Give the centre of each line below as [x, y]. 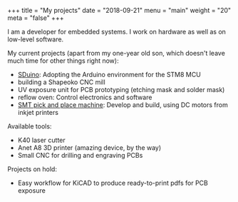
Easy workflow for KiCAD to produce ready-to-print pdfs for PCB [113, 183]
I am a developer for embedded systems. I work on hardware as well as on [117, 32]
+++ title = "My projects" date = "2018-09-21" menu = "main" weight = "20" [119, 10]
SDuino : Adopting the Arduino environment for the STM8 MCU [109, 75]
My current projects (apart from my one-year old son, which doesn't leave [117, 53]
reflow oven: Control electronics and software [85, 97]
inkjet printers [38, 112]
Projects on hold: [32, 169]
